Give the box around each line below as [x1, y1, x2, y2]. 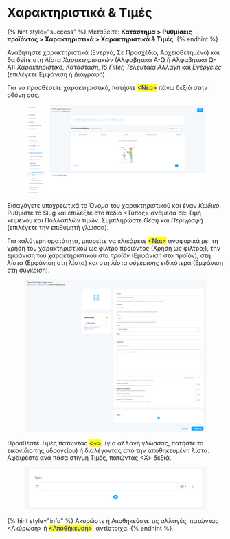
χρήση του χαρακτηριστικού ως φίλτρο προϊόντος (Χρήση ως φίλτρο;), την [7, 244, 221, 252]
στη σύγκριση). [7, 266, 50, 274]
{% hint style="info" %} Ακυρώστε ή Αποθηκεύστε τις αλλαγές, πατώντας [7, 517, 219, 525]
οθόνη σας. [7, 91, 40, 99]
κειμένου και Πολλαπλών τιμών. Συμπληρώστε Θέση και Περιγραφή [7, 215, 204, 224]
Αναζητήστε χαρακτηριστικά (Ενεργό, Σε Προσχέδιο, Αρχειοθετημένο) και [7, 48, 220, 56]
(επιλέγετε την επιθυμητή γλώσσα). [7, 223, 109, 231]
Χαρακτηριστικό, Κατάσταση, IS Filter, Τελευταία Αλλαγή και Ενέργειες [16, 63, 222, 71]
